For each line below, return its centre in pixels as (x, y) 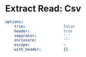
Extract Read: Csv (43, 9)
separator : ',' (42, 36)
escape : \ (40, 45)
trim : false (44, 26)
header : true (43, 31)
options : (14, 22)
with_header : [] (41, 50)
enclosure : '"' (42, 40)
